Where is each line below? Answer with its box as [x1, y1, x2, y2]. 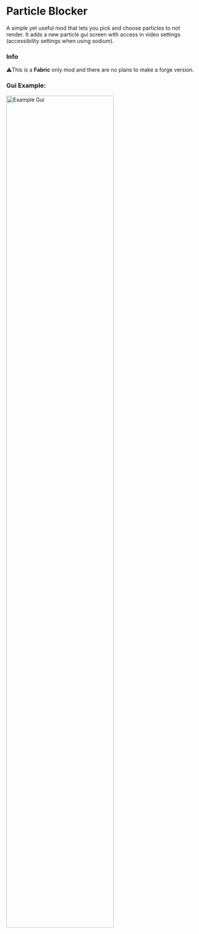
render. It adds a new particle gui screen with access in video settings [6, 30, 181, 38]
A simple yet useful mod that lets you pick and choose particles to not [6, 24, 180, 32]
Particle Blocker [6, 4, 88, 18]
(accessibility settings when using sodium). [6, 37, 114, 44]
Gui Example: [6, 81, 47, 90]
